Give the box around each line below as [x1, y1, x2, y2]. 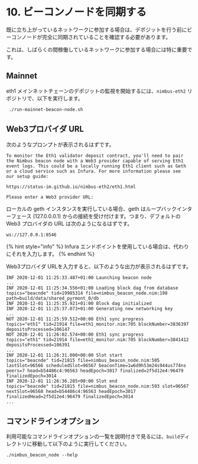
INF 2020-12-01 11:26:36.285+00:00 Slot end [6, 378, 118, 384]
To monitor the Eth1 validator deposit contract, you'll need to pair [6, 152, 184, 158]
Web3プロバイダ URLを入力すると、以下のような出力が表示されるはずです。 [6, 262, 192, 270]
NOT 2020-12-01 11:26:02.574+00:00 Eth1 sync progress [6, 332, 144, 338]
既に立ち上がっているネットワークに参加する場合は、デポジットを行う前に [6, 26, 187, 33]
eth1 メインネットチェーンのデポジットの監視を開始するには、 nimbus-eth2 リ [6, 87, 193, 95]
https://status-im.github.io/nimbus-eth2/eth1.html [6, 184, 136, 190]
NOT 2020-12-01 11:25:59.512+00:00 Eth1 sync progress [6, 316, 144, 322]
